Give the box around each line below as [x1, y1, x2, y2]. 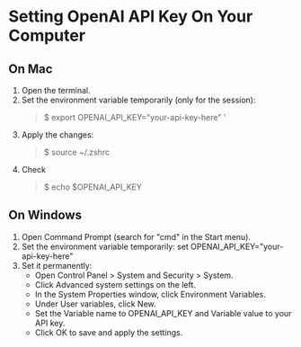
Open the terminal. [21, 85, 91, 95]
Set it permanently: [21, 260, 93, 271]
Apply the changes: [21, 129, 94, 140]
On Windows [8, 208, 83, 223]
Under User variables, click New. [34, 298, 156, 309]
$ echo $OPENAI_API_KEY [43, 182, 143, 192]
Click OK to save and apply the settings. [34, 326, 183, 338]
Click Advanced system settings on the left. [34, 279, 197, 289]
